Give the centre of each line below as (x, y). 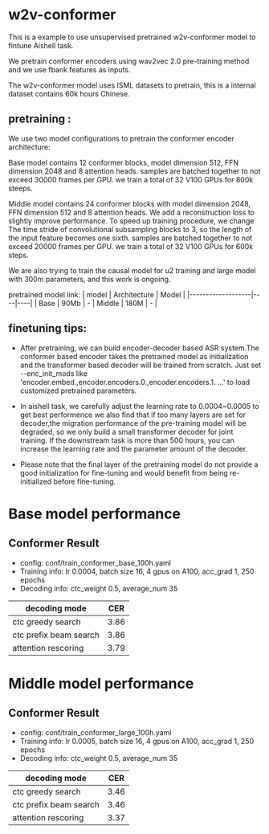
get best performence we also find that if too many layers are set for (133, 415)
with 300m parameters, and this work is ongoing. (90, 279)
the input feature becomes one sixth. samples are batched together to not (130, 238)
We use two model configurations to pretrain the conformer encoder (121, 138)
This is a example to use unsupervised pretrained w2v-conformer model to (132, 37)
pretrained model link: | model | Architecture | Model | (97, 294)
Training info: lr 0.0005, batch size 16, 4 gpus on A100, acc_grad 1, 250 (137, 741)
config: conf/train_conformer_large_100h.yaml (96, 732)
